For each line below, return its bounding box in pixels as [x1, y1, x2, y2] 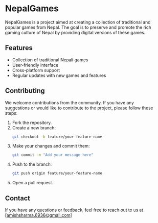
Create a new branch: [12, 124, 56, 130]
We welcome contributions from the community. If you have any [5, 99, 134, 105]
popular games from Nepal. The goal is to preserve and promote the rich [5, 24, 152, 30]
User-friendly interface [12, 62, 59, 68]
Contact [5, 194, 30, 202]
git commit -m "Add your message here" [12, 152, 94, 157]
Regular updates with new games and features [12, 72, 106, 78]
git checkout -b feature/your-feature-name [12, 134, 103, 139]
